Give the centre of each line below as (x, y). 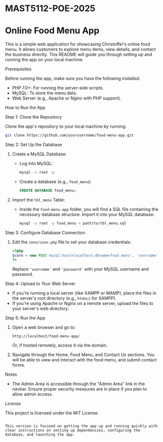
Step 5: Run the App (25, 318)
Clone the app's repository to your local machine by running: (66, 126)
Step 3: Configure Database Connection (45, 232)
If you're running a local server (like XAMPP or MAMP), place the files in (84, 293)
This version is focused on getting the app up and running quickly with (81, 426)
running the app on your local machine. (44, 60)
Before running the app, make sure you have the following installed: (72, 79)
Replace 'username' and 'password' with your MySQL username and (81, 269)
